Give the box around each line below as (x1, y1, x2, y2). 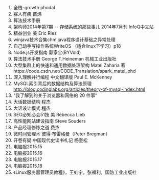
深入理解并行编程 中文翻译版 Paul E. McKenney (13, 74, 112, 80)
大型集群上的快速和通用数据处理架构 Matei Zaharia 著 (13, 62, 126, 68)
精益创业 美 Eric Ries (13, 30, 57, 36)
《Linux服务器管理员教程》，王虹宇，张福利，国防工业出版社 (13, 169, 137, 175)
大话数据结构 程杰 (13, 99, 51, 105)
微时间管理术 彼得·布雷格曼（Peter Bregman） (13, 131, 110, 137)
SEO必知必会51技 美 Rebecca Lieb (13, 112, 85, 117)
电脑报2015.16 (13, 150, 42, 156)
